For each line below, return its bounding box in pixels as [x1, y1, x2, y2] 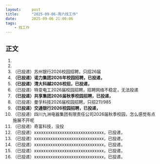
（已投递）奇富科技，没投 [12, 123, 64, 129]
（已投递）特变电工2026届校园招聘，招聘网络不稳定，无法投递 [12, 87, 139, 92]
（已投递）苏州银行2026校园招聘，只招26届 [12, 69, 101, 74]
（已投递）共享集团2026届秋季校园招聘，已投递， [12, 93, 113, 99]
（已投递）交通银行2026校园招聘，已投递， [12, 105, 101, 111]
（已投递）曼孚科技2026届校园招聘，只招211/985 [12, 99, 111, 105]
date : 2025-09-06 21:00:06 [5, 16, 73, 21]
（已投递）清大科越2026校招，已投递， [12, 81, 92, 87]
